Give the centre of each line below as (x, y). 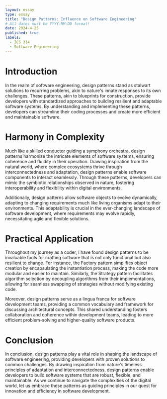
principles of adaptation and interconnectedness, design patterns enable (80, 370)
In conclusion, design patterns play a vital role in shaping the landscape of (81, 354)
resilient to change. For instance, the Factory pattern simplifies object (76, 263)
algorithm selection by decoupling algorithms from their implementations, (80, 279)
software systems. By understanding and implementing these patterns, (78, 106)
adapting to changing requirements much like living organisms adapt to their (83, 202)
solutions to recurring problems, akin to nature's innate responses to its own (83, 91)
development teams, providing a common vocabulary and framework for (79, 304)
